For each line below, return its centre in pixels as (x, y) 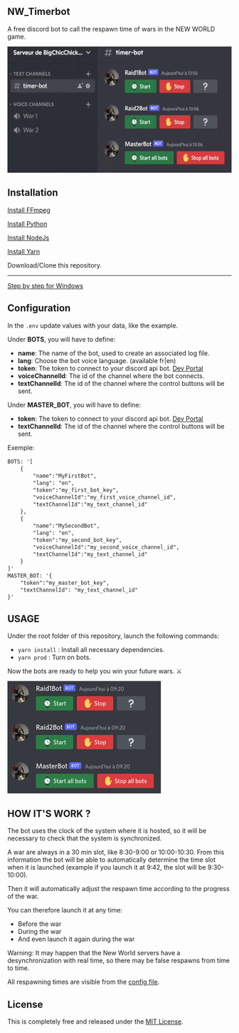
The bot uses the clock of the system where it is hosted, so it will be (107, 831)
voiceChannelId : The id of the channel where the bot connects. (111, 376)
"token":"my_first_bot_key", (76, 490)
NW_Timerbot (39, 12)
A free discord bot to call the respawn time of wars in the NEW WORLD (111, 29)
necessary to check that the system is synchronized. (85, 838)
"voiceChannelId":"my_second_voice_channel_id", (106, 547)
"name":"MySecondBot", (67, 526)
